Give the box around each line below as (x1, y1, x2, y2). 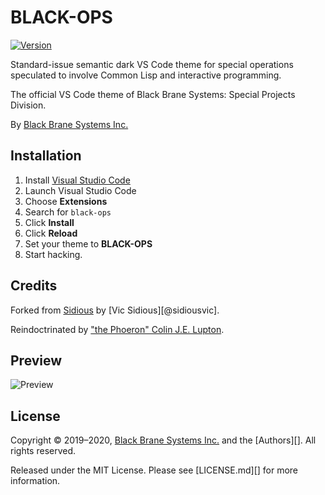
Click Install (24, 216, 75, 228)
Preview (10, 352, 63, 369)
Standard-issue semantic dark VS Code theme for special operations (10, 58, 294, 70)
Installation (10, 147, 82, 165)
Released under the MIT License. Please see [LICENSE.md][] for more (10, 464, 299, 476)
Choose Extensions (24, 195, 108, 207)
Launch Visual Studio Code (24, 184, 137, 196)
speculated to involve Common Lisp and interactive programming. (10, 69, 282, 81)
